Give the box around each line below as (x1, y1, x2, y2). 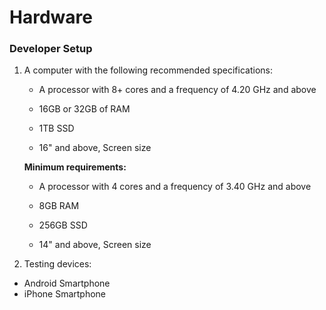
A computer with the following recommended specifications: (23, 64, 273, 76)
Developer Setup (9, 42, 93, 56)
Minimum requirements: (23, 161, 127, 173)
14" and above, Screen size (38, 239, 152, 251)
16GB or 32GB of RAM (38, 103, 131, 115)
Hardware (9, 6, 93, 29)
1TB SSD (38, 122, 75, 135)
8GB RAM (38, 200, 80, 212)
